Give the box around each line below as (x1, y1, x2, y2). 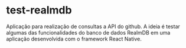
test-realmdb (6, 4, 72, 17)
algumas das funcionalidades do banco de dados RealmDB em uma (6, 29, 171, 36)
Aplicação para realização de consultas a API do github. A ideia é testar (6, 23, 180, 30)
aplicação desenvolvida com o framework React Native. (6, 35, 142, 42)
